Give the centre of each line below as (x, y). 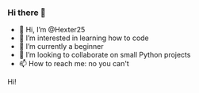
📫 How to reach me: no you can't (74, 64)
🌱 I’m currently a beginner (61, 46)
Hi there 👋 (27, 13)
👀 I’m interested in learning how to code (84, 38)
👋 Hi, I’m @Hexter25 (52, 30)
